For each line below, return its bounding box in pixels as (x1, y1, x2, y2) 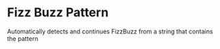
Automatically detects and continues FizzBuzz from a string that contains (7, 27, 213, 35)
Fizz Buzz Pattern (7, 5, 109, 20)
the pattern (7, 34, 39, 42)
